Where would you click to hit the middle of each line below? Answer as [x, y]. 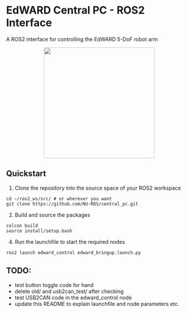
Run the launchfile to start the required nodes [70, 242]
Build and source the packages [52, 215]
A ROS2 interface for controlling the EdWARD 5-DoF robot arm [82, 39]
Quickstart [26, 174]
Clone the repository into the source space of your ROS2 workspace [98, 188]
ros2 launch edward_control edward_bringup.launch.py [74, 252]
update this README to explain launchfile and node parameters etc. [97, 304]
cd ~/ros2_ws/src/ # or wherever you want [59, 198]
